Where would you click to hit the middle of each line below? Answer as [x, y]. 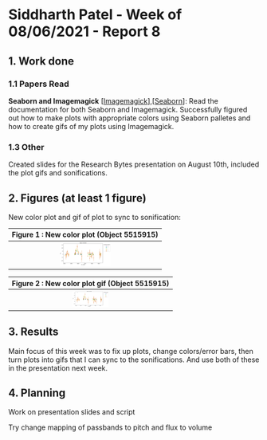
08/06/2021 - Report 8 [84, 31]
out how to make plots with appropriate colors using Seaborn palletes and [130, 118]
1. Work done [41, 61]
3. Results [33, 332]
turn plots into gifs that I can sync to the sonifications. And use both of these [134, 359]
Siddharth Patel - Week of [95, 15]
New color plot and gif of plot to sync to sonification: [94, 217]
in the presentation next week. [58, 367]
